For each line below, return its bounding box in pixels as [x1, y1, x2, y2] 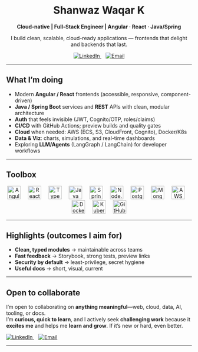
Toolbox [6, 170, 37, 180]
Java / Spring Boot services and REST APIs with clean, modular [14, 103, 170, 110]
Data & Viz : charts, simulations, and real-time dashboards [14, 134, 155, 142]
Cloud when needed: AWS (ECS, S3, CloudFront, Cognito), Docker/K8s [14, 128, 187, 135]
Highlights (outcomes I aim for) [6, 230, 123, 240]
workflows [14, 147, 41, 154]
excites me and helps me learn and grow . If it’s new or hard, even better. [6, 322, 183, 330]
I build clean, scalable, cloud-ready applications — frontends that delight [11, 34, 187, 41]
